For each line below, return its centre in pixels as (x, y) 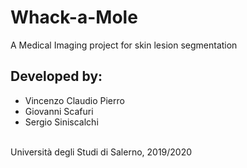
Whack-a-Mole (74, 17)
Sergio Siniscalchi (61, 122)
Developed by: (56, 76)
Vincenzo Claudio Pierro (74, 100)
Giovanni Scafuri (59, 111)
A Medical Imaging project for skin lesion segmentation (124, 45)
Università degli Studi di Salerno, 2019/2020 (101, 152)
